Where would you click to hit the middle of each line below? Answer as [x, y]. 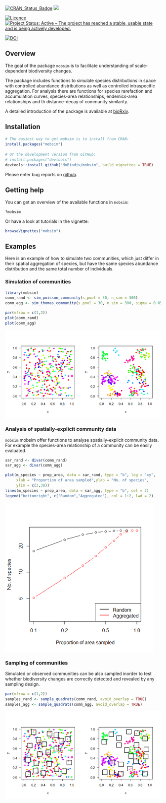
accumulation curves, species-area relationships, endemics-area [71, 96]
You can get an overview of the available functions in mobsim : [67, 202]
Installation [23, 127]
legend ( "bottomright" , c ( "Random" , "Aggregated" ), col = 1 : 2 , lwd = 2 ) [79, 496]
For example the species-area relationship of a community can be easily [79, 445]
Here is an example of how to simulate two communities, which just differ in [82, 259]
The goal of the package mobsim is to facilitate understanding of [70, 66]
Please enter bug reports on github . [41, 174]
